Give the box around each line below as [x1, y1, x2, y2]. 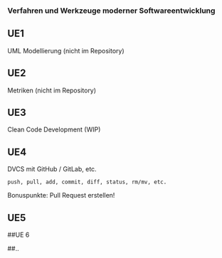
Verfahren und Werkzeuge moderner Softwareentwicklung [7, 6, 216, 16]
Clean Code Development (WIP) [7, 125, 101, 134]
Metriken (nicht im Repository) [7, 86, 97, 95]
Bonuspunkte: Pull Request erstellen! [7, 191, 115, 200]
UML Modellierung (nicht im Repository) [7, 46, 125, 55]
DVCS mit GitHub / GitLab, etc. [7, 165, 97, 173]
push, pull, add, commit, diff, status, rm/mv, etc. [7, 178, 167, 186]
